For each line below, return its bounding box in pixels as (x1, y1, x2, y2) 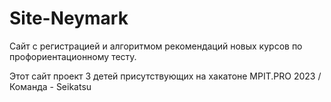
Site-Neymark (9, 7, 129, 30)
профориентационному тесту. (9, 50, 137, 62)
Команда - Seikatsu (9, 80, 92, 92)
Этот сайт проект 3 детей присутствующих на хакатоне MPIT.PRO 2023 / (9, 70, 322, 82)
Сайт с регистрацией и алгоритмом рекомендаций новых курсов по (9, 40, 303, 52)
